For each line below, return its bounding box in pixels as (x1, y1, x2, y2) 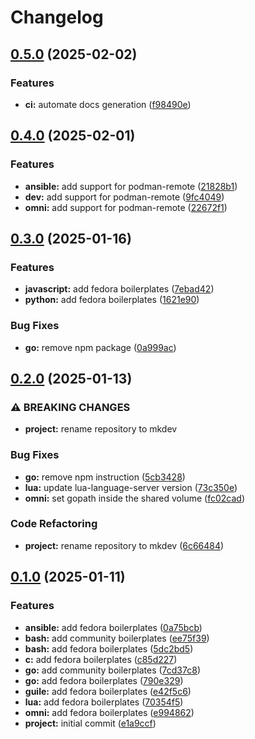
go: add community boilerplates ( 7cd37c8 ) (24, 664, 201, 676)
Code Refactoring (10, 517, 98, 531)
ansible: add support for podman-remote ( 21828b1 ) (24, 180, 238, 192)
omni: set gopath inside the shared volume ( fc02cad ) (24, 492, 245, 504)
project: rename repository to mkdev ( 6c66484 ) (24, 539, 225, 551)
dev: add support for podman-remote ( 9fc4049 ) (24, 191, 225, 203)
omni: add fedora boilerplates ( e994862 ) (24, 706, 195, 718)
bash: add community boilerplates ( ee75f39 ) (24, 632, 210, 644)
